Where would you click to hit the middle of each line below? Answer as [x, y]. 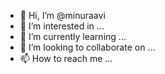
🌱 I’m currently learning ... [73, 36]
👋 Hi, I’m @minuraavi [62, 15]
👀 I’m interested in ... [62, 26]
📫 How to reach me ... [66, 58]
